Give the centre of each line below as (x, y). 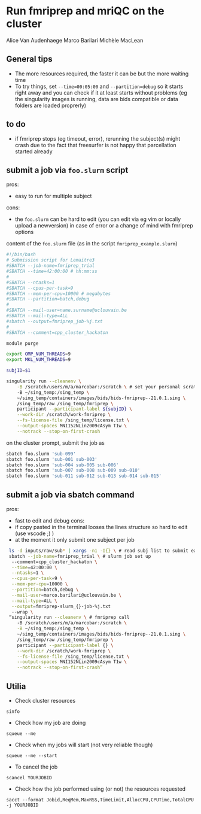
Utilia (16, 686)
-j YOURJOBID (22, 805)
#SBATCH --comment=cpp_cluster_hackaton (57, 332)
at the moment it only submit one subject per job (74, 539)
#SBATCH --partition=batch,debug (48, 299)
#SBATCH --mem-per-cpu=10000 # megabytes (59, 294)
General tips (29, 59)
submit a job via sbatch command (70, 495)
